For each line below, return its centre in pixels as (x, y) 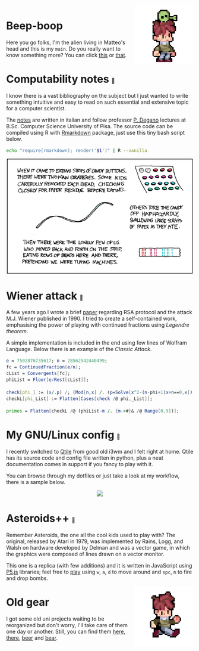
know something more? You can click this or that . (66, 55)
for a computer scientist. (36, 108)
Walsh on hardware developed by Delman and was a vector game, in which (98, 548)
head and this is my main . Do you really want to (63, 48)
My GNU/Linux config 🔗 (63, 435)
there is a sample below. (36, 482)
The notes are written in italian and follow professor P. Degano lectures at (96, 120)
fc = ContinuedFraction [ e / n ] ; (44, 367)
